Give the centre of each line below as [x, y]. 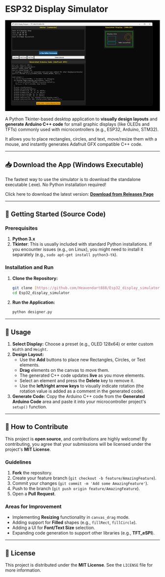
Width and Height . [30, 349]
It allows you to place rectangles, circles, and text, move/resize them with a [81, 139]
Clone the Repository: [35, 278]
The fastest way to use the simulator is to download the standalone [73, 179]
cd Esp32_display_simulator [41, 293]
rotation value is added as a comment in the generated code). [82, 391]
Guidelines [18, 462]
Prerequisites [21, 228]
